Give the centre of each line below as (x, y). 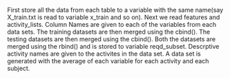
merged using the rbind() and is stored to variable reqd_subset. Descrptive (113, 46)
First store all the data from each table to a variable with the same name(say (115, 10)
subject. (19, 68)
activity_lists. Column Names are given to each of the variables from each (112, 24)
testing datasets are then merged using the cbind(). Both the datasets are (112, 39)
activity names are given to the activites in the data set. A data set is (104, 54)
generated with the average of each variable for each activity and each (108, 61)
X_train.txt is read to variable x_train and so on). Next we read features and (114, 17)
